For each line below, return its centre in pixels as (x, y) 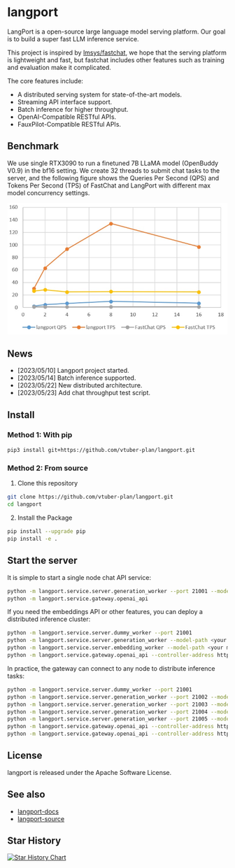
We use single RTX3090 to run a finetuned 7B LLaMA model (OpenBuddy (113, 163)
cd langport (24, 504)
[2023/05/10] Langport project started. (73, 371)
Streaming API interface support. (65, 101)
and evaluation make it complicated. (59, 67)
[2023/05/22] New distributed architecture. (80, 385)
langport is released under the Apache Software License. (90, 772)
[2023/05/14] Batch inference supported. (77, 378)
